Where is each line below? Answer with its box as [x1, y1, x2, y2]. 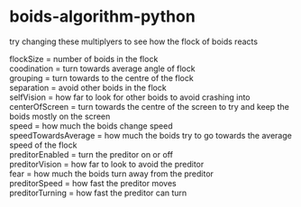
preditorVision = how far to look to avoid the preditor [9, 158, 205, 169]
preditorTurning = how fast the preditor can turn [9, 187, 187, 198]
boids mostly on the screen [9, 111, 111, 121]
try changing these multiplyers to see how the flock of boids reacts [9, 36, 259, 47]
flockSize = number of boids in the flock [9, 53, 159, 64]
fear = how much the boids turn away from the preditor [9, 168, 214, 179]
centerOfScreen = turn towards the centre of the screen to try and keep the [9, 101, 290, 112]
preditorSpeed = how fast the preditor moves [9, 177, 178, 188]
